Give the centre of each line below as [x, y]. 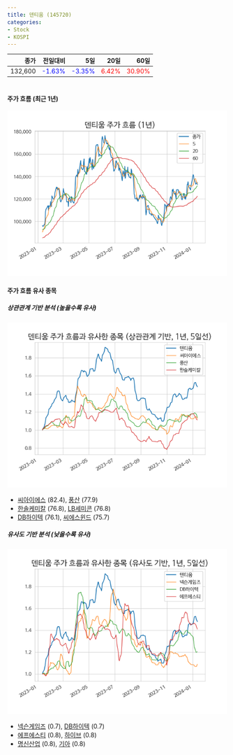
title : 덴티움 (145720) [39, 15]
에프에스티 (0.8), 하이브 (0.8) [57, 735]
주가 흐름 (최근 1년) [33, 99]
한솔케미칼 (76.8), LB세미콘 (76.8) [64, 508]
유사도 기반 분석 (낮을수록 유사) [49, 535]
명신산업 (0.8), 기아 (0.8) [51, 743]
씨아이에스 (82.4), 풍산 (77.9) [58, 500]
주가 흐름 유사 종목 [32, 290]
